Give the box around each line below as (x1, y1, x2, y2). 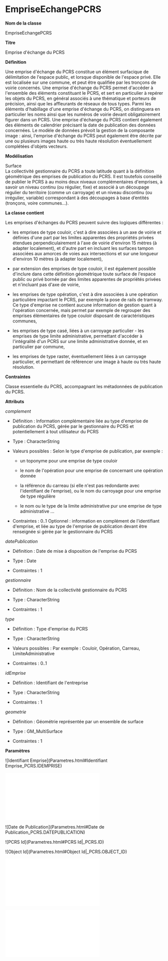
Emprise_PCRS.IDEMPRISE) (5, 762, 62, 768)
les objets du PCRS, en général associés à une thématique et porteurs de (5, 95, 156, 101)
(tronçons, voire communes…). (5, 200, 69, 206)
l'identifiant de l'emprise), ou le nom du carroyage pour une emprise (20, 488, 161, 494)
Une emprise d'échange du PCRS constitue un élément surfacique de (5, 69, 149, 75)
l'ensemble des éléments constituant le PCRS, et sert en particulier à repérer (5, 90, 163, 96)
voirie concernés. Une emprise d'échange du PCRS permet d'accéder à (5, 84, 153, 91)
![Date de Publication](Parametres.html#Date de (5, 824, 104, 830)
